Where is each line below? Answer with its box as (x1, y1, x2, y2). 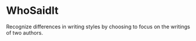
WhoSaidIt (6, 4, 59, 17)
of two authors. (6, 29, 43, 36)
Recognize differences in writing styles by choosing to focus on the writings (6, 23, 190, 30)
